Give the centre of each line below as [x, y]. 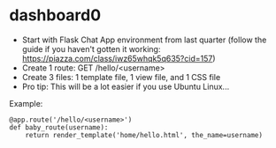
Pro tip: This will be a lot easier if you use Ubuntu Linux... [126, 86]
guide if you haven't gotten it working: [91, 48]
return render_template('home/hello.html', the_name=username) [144, 135]
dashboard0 [55, 15]
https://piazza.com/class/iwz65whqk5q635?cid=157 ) [119, 58]
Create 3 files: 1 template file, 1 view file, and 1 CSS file [121, 77]
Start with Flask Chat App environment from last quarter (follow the [144, 40]
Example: [26, 103]
